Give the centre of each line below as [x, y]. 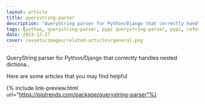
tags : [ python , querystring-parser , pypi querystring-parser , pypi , [95, 29]
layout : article [27, 12]
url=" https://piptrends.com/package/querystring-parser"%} [81, 95]
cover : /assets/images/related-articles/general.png [75, 40]
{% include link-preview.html [42, 88]
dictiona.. [18, 64]
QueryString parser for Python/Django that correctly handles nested [92, 58]
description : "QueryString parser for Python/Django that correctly [95, 23]
